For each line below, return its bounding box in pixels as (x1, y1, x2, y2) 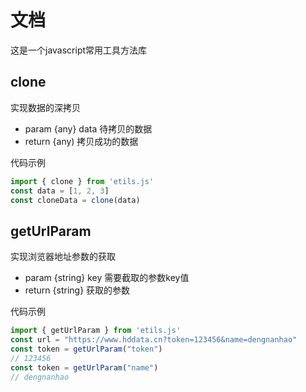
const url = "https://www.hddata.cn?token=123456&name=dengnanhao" (10, 335, 298, 345)
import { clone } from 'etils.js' (10, 176, 155, 186)
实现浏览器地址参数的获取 (10, 251, 116, 263)
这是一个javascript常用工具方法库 (10, 44, 148, 56)
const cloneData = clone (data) (10, 195, 141, 205)
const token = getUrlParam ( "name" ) (10, 362, 159, 373)
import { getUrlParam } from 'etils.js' (10, 326, 182, 336)
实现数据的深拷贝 (10, 101, 81, 113)
